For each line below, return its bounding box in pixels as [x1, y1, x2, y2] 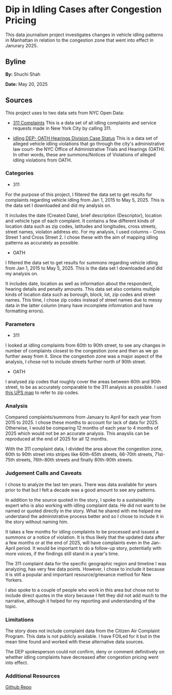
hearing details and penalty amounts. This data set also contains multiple [5, 286, 160, 292]
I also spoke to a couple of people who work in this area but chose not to [5, 586, 160, 593]
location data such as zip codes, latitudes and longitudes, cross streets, [5, 223, 157, 229]
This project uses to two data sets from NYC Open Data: [5, 110, 124, 116]
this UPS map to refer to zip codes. [5, 389, 80, 396]
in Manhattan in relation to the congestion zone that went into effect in [5, 37, 154, 43]
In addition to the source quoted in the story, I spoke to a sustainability [5, 496, 154, 503]
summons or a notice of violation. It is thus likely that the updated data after [5, 534, 165, 540]
